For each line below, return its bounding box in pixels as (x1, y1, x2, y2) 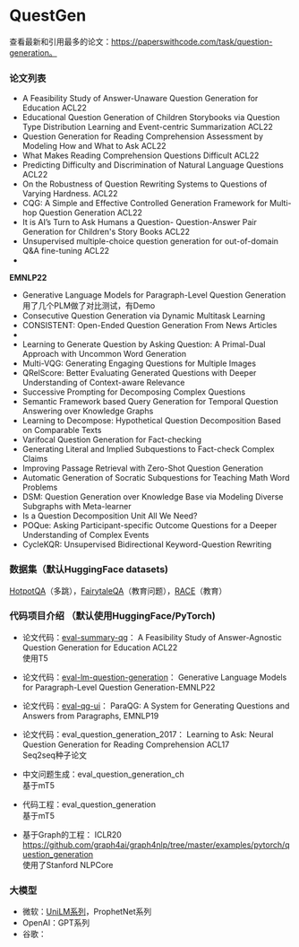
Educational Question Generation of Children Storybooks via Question (21, 112, 280, 123)
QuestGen (9, 5, 87, 26)
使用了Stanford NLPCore (21, 859, 114, 870)
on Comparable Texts (21, 425, 102, 436)
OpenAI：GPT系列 (21, 917, 90, 928)
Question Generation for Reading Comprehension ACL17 (21, 739, 230, 750)
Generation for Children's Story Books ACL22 (21, 226, 191, 238)
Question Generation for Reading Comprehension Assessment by (21, 131, 264, 142)
